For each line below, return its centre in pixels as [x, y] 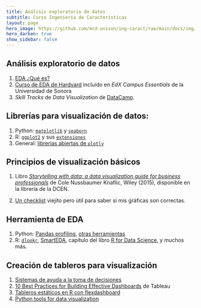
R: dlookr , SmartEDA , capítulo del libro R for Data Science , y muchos [99, 240]
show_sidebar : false [32, 39]
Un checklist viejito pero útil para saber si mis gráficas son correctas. [100, 200]
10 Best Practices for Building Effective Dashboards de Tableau [92, 286]
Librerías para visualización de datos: [77, 116]
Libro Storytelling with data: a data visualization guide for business [98, 176]
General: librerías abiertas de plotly [59, 143]
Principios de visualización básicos [73, 162]
